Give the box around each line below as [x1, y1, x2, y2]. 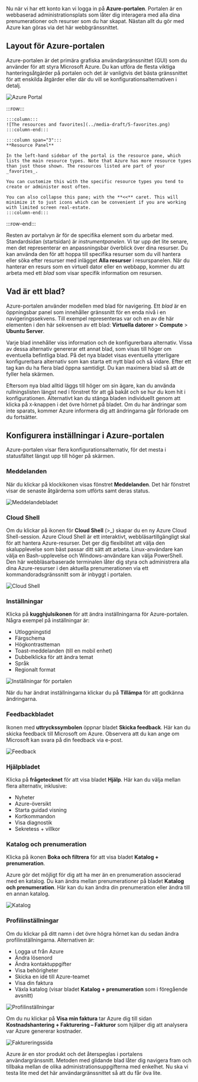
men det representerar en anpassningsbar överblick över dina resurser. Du [6, 244, 188, 251]
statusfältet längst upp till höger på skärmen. [6, 453, 115, 460]
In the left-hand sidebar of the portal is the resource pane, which [6, 152, 181, 159]
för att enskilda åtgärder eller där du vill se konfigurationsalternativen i [6, 75, 177, 82]
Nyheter [14, 793, 35, 801]
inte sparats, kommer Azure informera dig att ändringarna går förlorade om [6, 407, 189, 414]
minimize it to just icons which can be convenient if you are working [6, 199, 186, 205]
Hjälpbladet [6, 763, 40, 771]
